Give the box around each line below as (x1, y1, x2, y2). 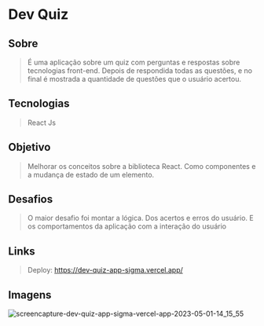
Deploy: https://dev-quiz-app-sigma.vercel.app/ (27, 266, 183, 275)
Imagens (8, 288, 52, 302)
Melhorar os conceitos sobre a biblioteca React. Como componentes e (27, 161, 256, 170)
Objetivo (8, 141, 51, 154)
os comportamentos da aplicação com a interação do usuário (27, 222, 226, 231)
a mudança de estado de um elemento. (27, 170, 155, 179)
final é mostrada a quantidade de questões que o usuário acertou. (27, 75, 242, 83)
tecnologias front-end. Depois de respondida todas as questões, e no (27, 66, 253, 75)
